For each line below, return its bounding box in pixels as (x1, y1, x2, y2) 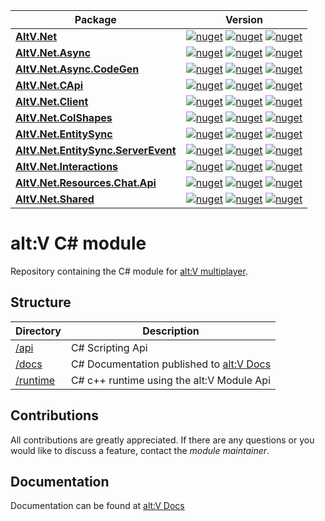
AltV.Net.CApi (15, 79, 84, 92)
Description (142, 324, 200, 338)
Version (224, 13, 263, 26)
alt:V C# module (10, 232, 147, 255)
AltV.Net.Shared (15, 192, 95, 206)
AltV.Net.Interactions (15, 160, 119, 173)
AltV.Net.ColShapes (15, 111, 113, 124)
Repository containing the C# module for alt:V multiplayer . (10, 265, 248, 277)
